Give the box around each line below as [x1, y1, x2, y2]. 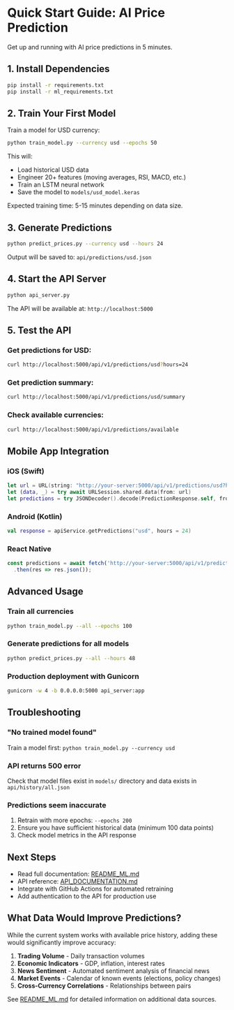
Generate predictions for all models [7, 639, 130, 649]
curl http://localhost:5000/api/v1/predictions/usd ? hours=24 [7, 361, 189, 368]
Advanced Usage [7, 585, 84, 598]
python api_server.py [7, 291, 70, 298]
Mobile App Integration [7, 445, 109, 457]
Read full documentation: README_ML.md [17, 870, 140, 878]
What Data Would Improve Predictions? [7, 912, 182, 924]
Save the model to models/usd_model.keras [17, 188, 141, 196]
